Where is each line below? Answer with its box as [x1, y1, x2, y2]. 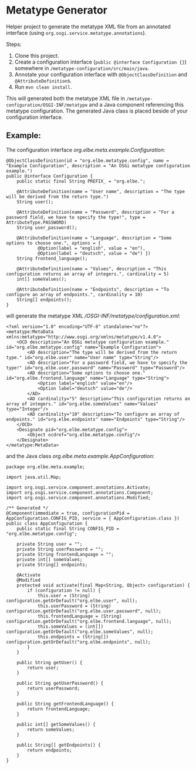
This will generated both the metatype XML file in [6, 95, 125, 102]
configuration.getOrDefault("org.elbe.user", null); [6, 598, 138, 604]
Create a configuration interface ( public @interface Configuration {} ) [14, 58, 187, 65]
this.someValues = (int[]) [37, 624, 104, 629]
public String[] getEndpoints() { [16, 742, 101, 748]
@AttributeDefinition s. [14, 77, 72, 84]
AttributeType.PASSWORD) [6, 219, 67, 226]
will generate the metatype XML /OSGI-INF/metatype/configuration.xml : [6, 312, 181, 319]
